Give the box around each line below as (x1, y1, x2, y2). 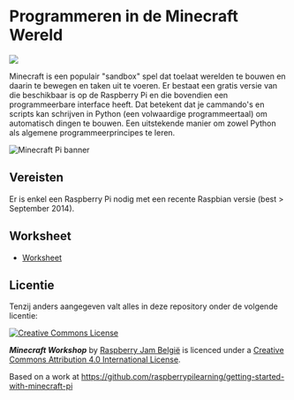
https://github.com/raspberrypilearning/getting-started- (80, 372, 285, 382)
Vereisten (9, 170, 64, 185)
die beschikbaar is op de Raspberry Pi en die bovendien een (9, 89, 229, 100)
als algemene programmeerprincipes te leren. (9, 127, 176, 138)
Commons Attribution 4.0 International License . (9, 354, 181, 365)
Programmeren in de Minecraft (9, 6, 238, 27)
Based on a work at (9, 372, 79, 382)
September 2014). (9, 203, 75, 213)
